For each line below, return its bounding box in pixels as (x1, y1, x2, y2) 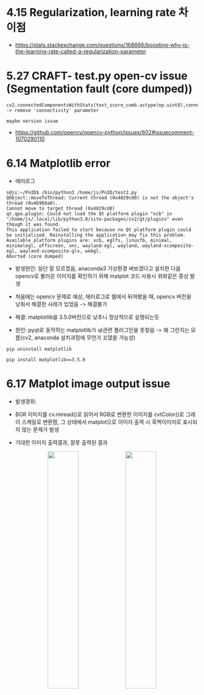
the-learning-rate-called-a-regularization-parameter (15, 47, 147, 55)
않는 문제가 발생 (21, 426, 59, 433)
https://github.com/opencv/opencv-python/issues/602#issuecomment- (15, 128, 194, 136)
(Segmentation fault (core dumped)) (6, 82, 193, 96)
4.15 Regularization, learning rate (6, 5, 176, 19)
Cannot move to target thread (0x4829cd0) (6, 205, 115, 212)
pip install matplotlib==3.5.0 (6, 356, 86, 362)
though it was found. (6, 221, 61, 227)
